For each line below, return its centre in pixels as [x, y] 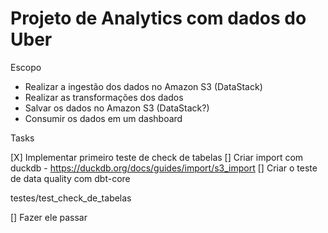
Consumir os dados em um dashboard [103, 118]
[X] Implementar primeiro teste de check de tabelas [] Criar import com [157, 157]
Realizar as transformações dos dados [104, 97]
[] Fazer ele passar [49, 217]
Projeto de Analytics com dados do [158, 18]
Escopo [26, 67]
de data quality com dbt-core [70, 178]
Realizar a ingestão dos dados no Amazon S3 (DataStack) [143, 86]
